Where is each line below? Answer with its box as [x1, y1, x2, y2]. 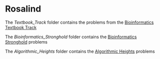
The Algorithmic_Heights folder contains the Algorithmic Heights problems [5, 48, 155, 54]
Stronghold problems [5, 39, 48, 44]
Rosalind [5, 3, 42, 15]
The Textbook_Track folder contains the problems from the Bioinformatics [5, 19, 154, 25]
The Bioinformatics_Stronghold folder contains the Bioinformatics [5, 34, 137, 40]
